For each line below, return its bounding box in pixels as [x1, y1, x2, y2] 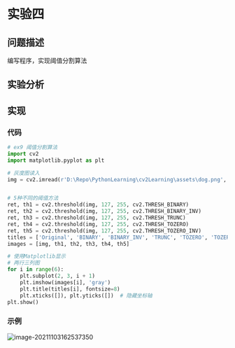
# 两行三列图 [7, 260, 40, 267]
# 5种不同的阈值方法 [7, 195, 59, 202]
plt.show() [7, 298, 39, 305]
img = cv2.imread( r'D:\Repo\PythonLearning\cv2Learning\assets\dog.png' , [7, 176, 227, 183]
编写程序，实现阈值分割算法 [7, 57, 87, 64]
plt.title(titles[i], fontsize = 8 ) [20, 285, 120, 293]
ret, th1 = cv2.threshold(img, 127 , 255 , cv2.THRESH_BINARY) [7, 201, 190, 209]
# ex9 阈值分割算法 [7, 144, 58, 151]
